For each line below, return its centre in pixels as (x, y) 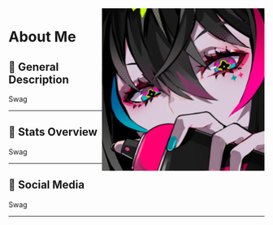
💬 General (34, 67)
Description (39, 79)
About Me (42, 37)
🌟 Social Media (47, 185)
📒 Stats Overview (53, 132)
